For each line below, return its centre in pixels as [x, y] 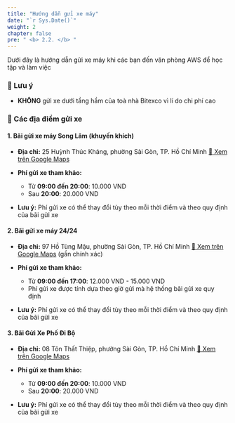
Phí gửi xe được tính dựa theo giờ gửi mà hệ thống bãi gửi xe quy [121, 288]
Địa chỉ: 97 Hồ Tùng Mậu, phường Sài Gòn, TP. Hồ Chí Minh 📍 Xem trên [120, 246]
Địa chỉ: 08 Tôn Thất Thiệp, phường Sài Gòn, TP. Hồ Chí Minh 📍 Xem [116, 349]
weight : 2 [22, 27]
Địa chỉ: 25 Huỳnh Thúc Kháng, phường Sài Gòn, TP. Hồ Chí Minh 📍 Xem [122, 151]
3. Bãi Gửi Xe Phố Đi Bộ [41, 333]
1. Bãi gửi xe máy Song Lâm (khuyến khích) [71, 136]
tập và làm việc [29, 67]
